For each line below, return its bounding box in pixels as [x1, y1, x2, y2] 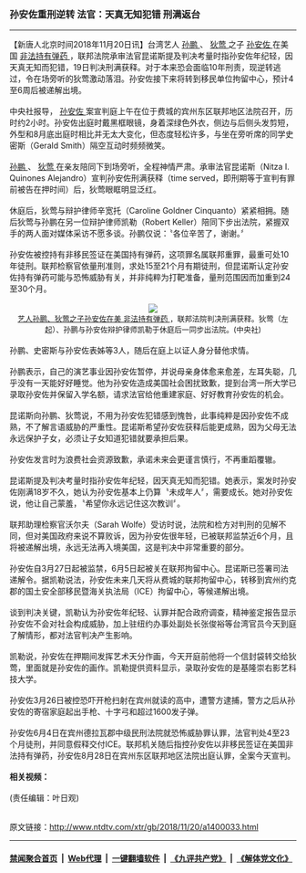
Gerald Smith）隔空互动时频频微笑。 [33, 140, 170, 152]
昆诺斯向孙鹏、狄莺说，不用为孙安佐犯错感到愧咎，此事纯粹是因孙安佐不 [9, 410, 280, 421]
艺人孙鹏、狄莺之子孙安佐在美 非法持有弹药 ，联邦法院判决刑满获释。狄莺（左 [17, 313, 289, 324]
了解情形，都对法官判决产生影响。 [9, 630, 138, 641]
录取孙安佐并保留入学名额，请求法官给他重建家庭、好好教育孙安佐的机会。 [9, 389, 289, 400]
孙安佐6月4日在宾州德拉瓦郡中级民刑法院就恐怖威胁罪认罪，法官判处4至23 [9, 728, 290, 739]
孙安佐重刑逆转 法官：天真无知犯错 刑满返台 [9, 7, 200, 20]
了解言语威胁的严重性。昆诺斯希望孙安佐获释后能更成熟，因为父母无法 [33, 422, 297, 433]
